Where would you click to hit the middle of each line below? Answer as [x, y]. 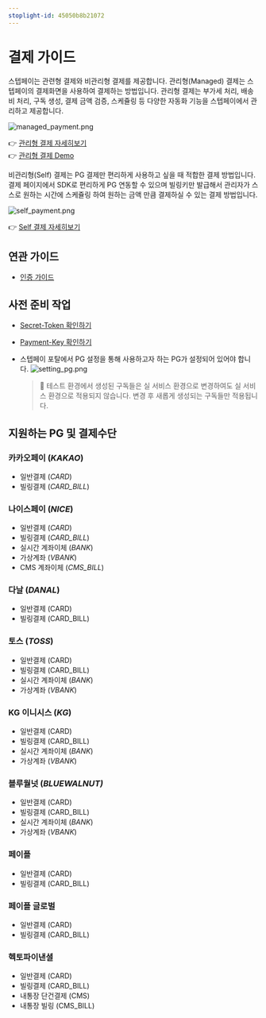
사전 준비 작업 [40, 305]
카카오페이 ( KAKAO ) [46, 457]
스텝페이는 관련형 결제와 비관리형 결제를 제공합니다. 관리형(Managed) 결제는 [127, 81]
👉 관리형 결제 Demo [41, 155]
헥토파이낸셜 [31, 957]
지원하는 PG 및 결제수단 [63, 433]
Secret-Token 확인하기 [56, 326]
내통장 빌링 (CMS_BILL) [57, 1006]
